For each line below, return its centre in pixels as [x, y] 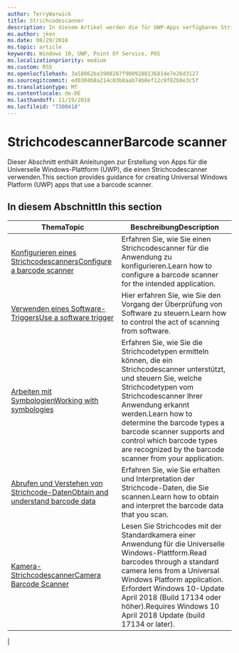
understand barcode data [53, 501]
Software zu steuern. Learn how [174, 313]
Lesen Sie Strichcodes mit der [171, 526]
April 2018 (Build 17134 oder [171, 597]
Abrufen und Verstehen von [57, 483]
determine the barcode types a [173, 423]
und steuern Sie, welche [162, 378]
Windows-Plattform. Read [164, 552]
